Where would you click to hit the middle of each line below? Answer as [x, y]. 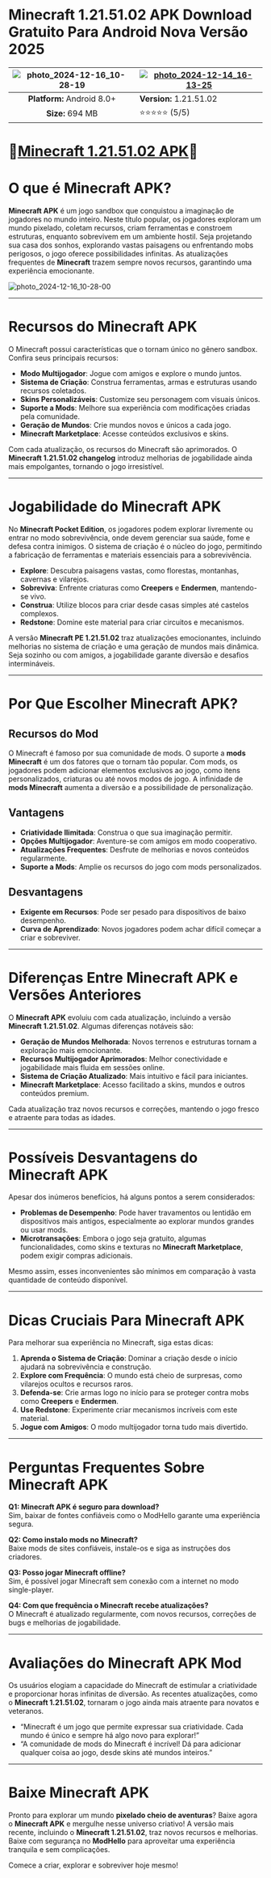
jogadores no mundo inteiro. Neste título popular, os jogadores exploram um [135, 219]
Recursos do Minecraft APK [103, 327]
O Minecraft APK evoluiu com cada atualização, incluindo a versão [120, 1017]
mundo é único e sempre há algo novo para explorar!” [110, 1736]
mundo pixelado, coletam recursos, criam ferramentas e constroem [120, 228]
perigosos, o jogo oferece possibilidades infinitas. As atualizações [118, 254]
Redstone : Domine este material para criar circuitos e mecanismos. [132, 622]
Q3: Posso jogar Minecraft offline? [67, 1573]
